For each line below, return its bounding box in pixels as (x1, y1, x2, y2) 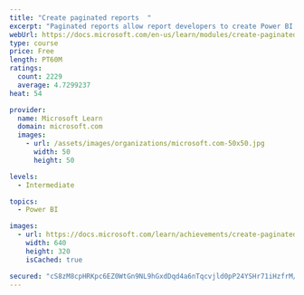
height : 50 (33, 156, 75, 165)
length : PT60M (9, 55, 63, 64)
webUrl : (9, 30, 39, 39)
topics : (9, 196, 39, 206)
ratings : (9, 64, 43, 73)
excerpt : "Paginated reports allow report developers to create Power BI (9, 22, 294, 31)
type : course (9, 38, 59, 48)
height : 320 (25, 246, 71, 256)
